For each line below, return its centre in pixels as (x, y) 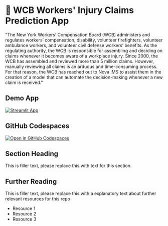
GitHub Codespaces (37, 126)
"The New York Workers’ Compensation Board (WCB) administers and (78, 34)
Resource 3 (24, 219)
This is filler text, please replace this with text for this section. (68, 166)
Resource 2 (24, 214)
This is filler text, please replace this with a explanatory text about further (81, 193)
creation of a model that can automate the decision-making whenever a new (84, 77)
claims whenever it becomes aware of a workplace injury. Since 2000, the (81, 56)
